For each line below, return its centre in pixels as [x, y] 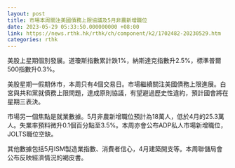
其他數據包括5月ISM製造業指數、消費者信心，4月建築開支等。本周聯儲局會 [115, 149]
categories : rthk [33, 40]
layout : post [26, 14]
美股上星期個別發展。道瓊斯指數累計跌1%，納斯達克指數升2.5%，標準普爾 [114, 61]
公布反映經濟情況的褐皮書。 [47, 157]
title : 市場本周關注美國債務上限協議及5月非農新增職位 [77, 20]
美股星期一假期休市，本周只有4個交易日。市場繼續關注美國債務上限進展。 [114, 84]
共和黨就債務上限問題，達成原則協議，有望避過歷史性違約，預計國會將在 [124, 93]
